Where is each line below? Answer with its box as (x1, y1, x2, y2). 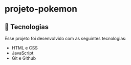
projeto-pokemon (4, 3, 78, 15)
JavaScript (11, 50, 34, 56)
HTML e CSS (11, 45, 38, 50)
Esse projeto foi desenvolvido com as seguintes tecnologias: (4, 35, 127, 41)
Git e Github (11, 55, 36, 61)
